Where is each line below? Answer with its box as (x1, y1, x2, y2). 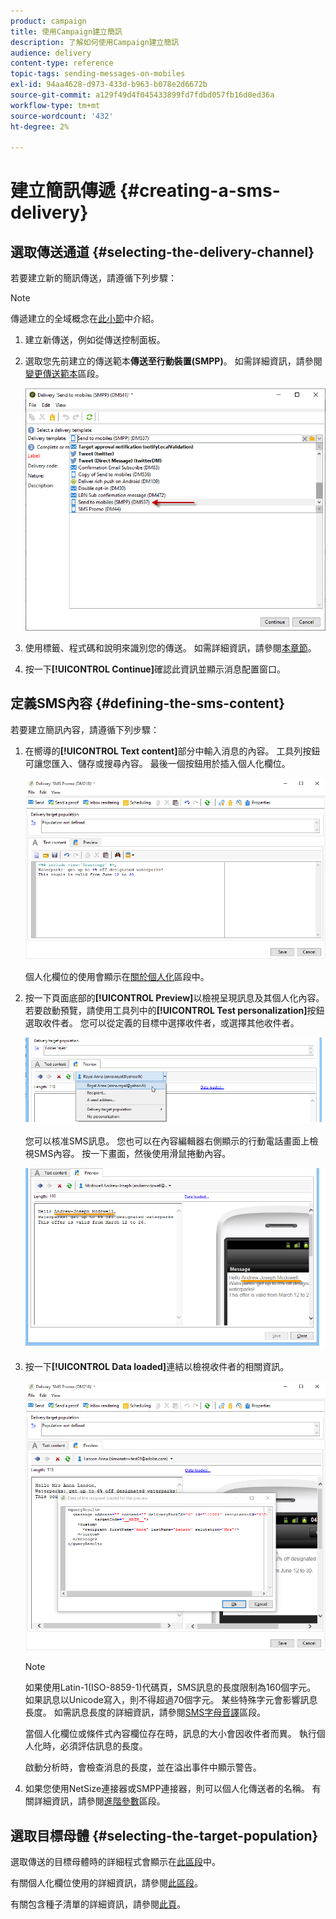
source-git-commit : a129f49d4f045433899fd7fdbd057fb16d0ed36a (10, 90, 275, 100)
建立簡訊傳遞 (10, 180, 117, 202)
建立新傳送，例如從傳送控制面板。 (24, 334, 166, 346)
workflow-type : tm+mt (10, 100, 101, 110)
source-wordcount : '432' (10, 111, 114, 121)
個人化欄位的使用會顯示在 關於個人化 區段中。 (24, 970, 210, 982)
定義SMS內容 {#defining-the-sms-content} (10, 695, 285, 712)
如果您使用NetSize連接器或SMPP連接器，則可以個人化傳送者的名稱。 (24, 1783, 310, 1795)
